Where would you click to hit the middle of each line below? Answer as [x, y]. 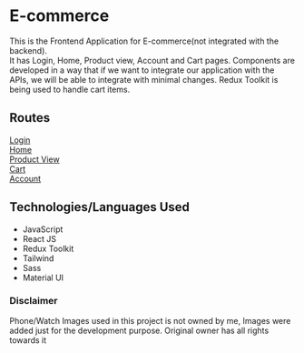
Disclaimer [34, 301]
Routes [30, 118]
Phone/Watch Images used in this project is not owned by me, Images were [150, 320]
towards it [28, 340]
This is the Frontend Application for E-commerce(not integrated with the [144, 41]
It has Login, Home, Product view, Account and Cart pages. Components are [152, 60]
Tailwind [38, 258]
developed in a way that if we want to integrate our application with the [142, 70]
